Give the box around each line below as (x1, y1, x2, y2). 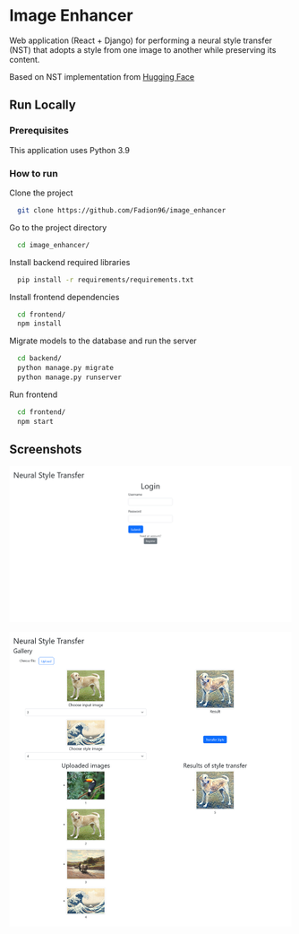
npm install (17, 319, 63, 328)
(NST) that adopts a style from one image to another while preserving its (9, 44, 277, 55)
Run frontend (9, 389, 58, 400)
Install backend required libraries (9, 256, 131, 267)
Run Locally (9, 98, 76, 113)
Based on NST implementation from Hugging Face (9, 71, 195, 82)
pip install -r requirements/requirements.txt (17, 275, 194, 284)
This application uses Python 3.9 (9, 144, 130, 155)
